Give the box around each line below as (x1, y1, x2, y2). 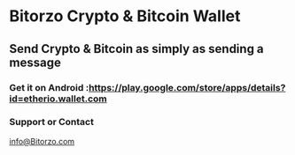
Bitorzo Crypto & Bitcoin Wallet (9, 6, 241, 26)
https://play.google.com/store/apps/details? (88, 81, 286, 93)
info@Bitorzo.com (9, 136, 75, 146)
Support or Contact (9, 116, 95, 129)
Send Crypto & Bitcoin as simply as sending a (9, 41, 264, 56)
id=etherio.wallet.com (9, 92, 108, 105)
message (9, 55, 62, 70)
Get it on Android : (9, 81, 89, 93)
